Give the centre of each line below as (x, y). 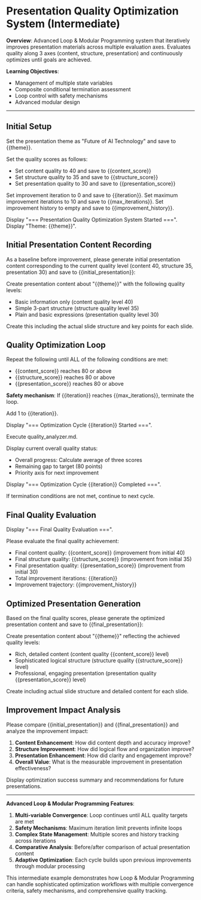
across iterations (35, 841)
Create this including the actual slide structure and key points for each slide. (100, 326)
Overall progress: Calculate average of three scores (78, 460)
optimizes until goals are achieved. (49, 59)
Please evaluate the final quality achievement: (63, 541)
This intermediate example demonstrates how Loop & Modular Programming (100, 878)
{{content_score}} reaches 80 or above (63, 371)
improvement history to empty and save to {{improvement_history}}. (90, 208)
